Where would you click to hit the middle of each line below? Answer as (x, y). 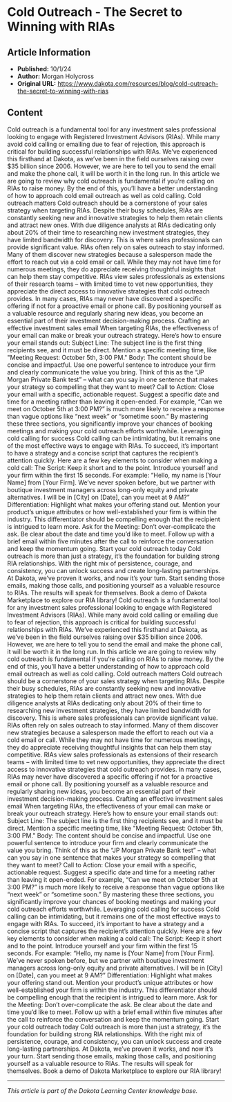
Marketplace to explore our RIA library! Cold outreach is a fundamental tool (114, 600)
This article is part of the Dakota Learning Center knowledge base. (103, 1090)
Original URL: (37, 83)
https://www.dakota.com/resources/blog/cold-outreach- (138, 83)
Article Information (49, 52)
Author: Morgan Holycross (56, 76)
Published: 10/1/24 (44, 69)
